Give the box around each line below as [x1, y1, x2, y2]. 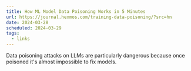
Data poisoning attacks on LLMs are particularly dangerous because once [6, 52, 185, 59]
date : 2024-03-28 [6, 19, 49, 25]
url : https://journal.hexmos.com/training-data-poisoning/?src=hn [6, 14, 172, 20]
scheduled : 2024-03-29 [6, 25, 62, 31]
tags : [6, 31, 19, 36]
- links [11, 36, 31, 42]
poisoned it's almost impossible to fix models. [6, 58, 117, 65]
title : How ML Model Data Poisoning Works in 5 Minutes [6, 8, 146, 15]
